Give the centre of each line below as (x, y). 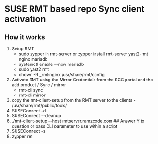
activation (25, 19)
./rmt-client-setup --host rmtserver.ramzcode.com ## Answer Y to (78, 121)
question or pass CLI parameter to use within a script (64, 126)
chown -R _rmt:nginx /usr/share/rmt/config (62, 74)
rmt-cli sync (31, 90)
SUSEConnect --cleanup (36, 116)
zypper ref (22, 136)
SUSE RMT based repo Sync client (75, 9)
